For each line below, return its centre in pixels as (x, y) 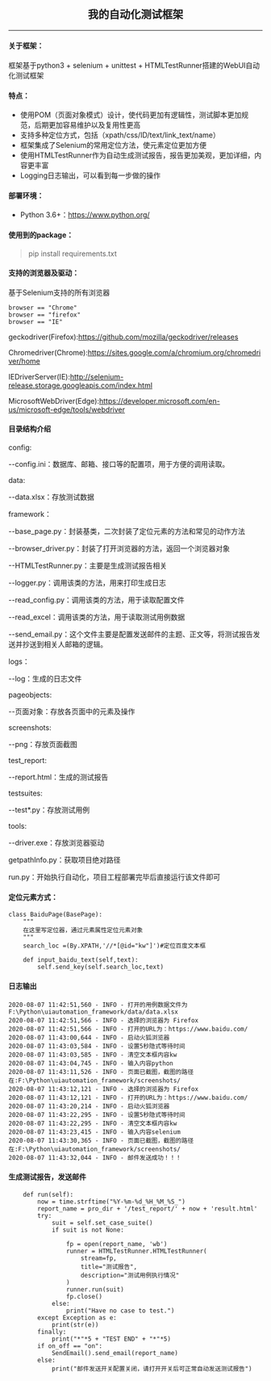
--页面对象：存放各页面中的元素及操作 (72, 711)
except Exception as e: (77, 1318)
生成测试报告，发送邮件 (47, 1177)
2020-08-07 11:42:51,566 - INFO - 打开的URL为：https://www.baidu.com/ (128, 1029)
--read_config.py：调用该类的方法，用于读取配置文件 (97, 600)
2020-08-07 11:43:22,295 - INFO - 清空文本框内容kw (93, 1124)
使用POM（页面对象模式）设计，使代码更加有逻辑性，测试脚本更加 (131, 115)
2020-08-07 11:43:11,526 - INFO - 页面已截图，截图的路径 (101, 1072)
